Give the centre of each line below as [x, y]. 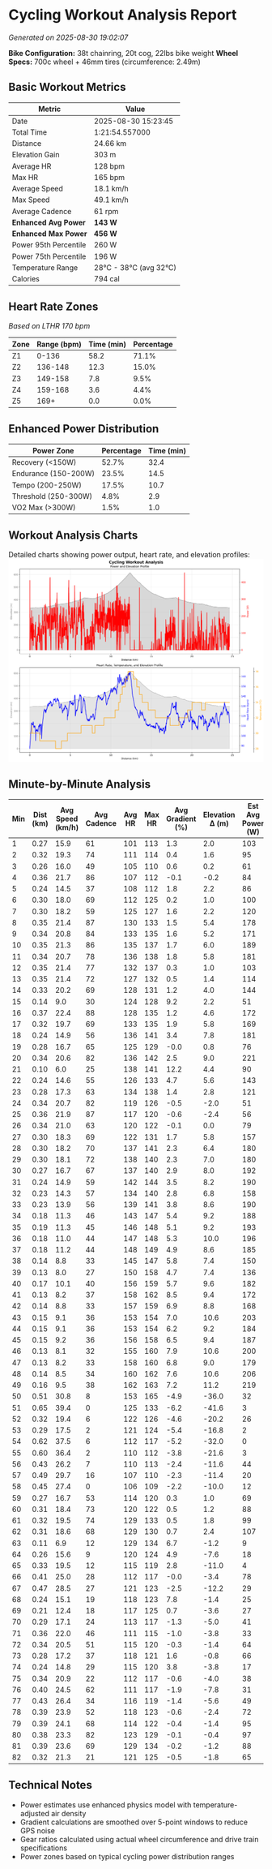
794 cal [107, 279]
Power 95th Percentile [49, 245]
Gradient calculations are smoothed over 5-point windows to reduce [134, 1822]
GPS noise [37, 1830]
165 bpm [110, 177]
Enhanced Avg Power [49, 222]
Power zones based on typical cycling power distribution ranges [127, 1856]
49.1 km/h [112, 200]
